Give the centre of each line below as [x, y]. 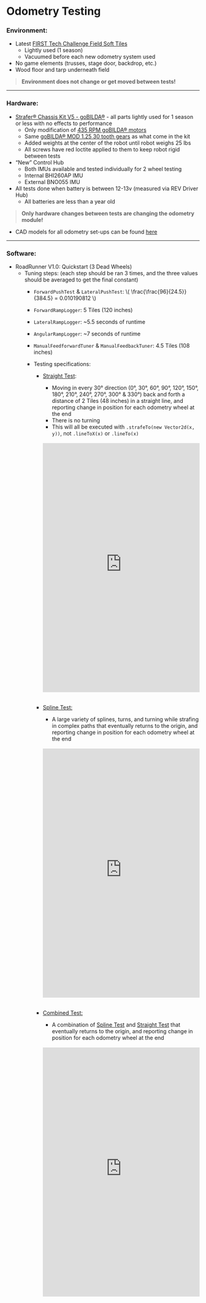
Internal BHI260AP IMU [54, 175]
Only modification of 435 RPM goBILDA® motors [86, 129]
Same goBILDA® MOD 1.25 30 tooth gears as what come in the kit [107, 136]
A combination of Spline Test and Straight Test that [116, 1025]
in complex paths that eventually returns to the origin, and [125, 726]
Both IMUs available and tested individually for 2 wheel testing [103, 169]
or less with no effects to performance [63, 123]
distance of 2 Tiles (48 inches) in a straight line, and [117, 401]
